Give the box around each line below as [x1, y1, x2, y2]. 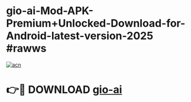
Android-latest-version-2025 [6, 29, 154, 42]
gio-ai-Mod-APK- [6, 4, 93, 18]
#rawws [6, 42, 47, 55]
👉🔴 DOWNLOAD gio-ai [6, 83, 122, 97]
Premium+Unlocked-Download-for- [6, 17, 186, 30]
